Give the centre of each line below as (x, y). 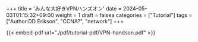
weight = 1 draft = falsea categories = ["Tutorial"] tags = (124, 15)
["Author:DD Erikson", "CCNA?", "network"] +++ (65, 21)
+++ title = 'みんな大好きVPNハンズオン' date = (64, 8)
